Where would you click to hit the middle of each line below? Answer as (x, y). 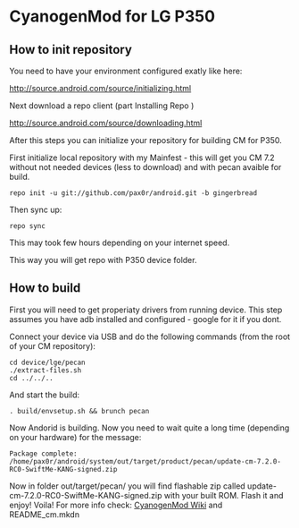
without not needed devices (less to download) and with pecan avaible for (145, 167)
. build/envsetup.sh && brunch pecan (79, 411)
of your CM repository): (53, 345)
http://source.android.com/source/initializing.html (100, 88)
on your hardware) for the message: (75, 437)
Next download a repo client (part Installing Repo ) (102, 106)
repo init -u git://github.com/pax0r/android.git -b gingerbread (133, 193)
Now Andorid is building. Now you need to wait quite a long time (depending (149, 428)
